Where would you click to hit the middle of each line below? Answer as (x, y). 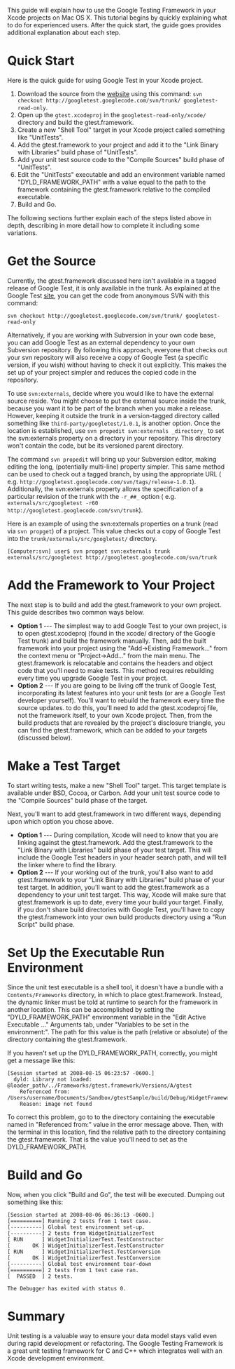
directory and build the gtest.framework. (76, 122)
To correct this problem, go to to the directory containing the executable (111, 1117)
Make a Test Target (64, 766)
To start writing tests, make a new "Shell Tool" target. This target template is (117, 785)
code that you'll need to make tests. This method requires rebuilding (116, 670)
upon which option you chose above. (60, 821)
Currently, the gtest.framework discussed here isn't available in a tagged (112, 281)
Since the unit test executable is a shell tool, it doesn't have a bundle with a (115, 987)
